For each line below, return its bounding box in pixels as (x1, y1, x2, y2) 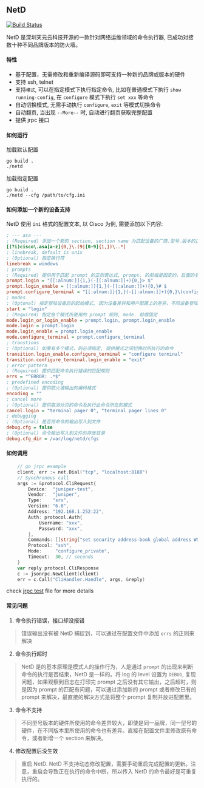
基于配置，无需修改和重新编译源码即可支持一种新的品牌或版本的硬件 (15, 71, 186, 78)
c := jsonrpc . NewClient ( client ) (17, 571, 99, 577)
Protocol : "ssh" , (28, 543, 72, 549)
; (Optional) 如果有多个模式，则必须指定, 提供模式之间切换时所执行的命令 (6, 345, 174, 352)
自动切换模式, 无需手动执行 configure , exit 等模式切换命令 (15, 101, 161, 109)
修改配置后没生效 (15, 747, 58, 755)
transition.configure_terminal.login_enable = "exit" (6, 356, 146, 363)
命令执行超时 (15, 650, 47, 657)
